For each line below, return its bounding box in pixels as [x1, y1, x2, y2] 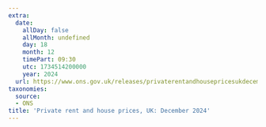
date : [15, 19, 34, 27]
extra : [8, 11, 30, 20]
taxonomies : [8, 84, 47, 93]
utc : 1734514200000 [22, 63, 87, 71]
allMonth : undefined [22, 33, 90, 42]
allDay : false [22, 26, 69, 34]
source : [15, 92, 41, 100]
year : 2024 [22, 70, 59, 78]
